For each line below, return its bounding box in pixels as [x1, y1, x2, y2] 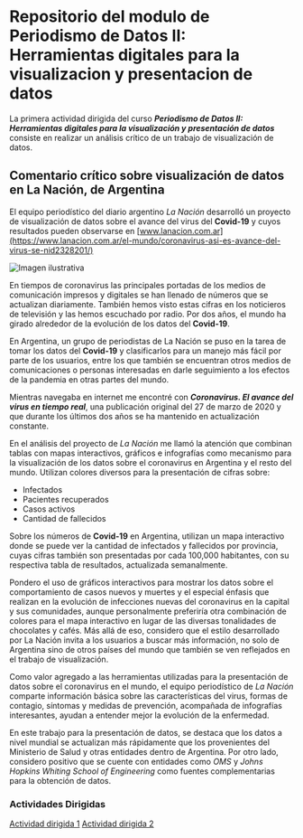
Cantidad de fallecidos [22, 513, 106, 523]
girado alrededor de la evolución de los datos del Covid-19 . [9, 318, 230, 329]
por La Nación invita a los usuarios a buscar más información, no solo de [9, 635, 280, 645]
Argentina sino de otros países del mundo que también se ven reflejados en [9, 644, 290, 654]
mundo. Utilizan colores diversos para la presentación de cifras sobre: [9, 466, 271, 477]
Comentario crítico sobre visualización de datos [9, 168, 285, 184]
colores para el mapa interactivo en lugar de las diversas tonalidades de [9, 615, 277, 626]
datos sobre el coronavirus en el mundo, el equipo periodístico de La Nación [9, 681, 294, 692]
